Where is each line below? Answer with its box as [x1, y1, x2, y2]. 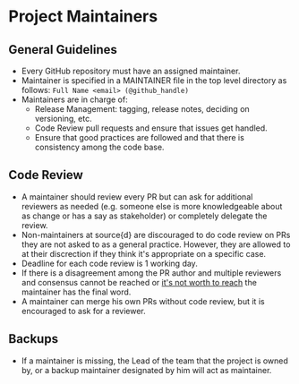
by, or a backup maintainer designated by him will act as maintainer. [21, 364, 272, 375]
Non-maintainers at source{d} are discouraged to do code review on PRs [21, 229, 291, 240]
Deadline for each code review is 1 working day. [21, 258, 198, 269]
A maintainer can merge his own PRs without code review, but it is [21, 295, 265, 306]
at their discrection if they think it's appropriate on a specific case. [21, 248, 266, 259]
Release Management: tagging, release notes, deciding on [34, 104, 250, 114]
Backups [8, 331, 59, 346]
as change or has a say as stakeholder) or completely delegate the [21, 210, 268, 221]
